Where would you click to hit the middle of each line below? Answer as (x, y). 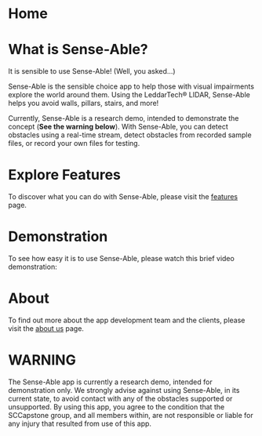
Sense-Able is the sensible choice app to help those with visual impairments (131, 86)
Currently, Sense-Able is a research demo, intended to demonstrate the (124, 118)
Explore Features (65, 175)
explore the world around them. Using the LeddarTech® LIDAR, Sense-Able (129, 95)
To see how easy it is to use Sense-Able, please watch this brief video (122, 258)
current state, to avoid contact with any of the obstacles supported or (120, 398)
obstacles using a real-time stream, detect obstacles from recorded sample (130, 135)
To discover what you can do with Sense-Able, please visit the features (123, 197)
